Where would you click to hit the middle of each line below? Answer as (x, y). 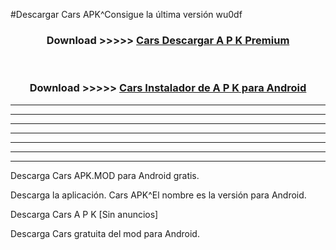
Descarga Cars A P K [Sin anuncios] (84, 214)
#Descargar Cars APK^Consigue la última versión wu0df (126, 14)
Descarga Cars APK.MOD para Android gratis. (105, 175)
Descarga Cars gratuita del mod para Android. (105, 233)
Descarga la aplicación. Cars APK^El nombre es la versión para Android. (158, 195)
